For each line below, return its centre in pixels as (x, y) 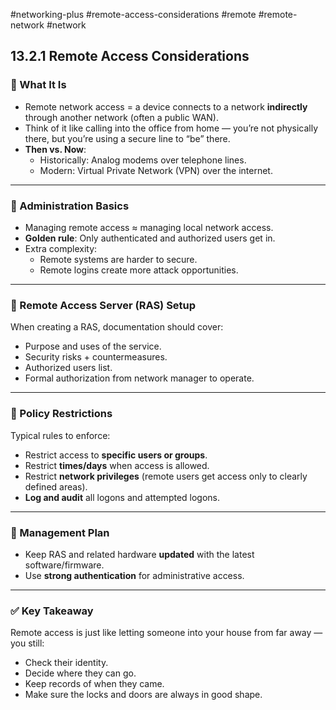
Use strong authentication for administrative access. (134, 575)
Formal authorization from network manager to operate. (139, 378)
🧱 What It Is (38, 85)
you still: (27, 643)
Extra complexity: (61, 248)
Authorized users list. (68, 368)
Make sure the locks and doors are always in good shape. (143, 695)
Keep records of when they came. (94, 684)
